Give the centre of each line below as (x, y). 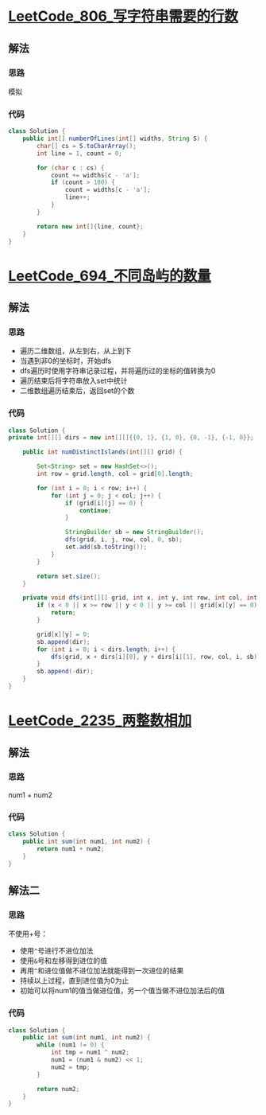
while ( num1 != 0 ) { (71, 1045)
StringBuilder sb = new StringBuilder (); (134, 532)
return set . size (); (69, 576)
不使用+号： (28, 934)
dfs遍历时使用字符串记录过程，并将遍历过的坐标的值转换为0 (118, 371)
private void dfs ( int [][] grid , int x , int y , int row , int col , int (140, 598)
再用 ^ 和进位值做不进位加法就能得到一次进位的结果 (102, 971)
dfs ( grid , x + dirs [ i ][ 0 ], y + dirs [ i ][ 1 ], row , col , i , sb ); (156, 657)
